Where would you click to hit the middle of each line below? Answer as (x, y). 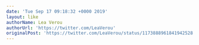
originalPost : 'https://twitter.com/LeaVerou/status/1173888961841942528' (101, 33)
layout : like (22, 17)
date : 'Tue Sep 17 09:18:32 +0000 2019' (57, 11)
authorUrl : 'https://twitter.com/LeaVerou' (61, 28)
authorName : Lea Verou (34, 22)
